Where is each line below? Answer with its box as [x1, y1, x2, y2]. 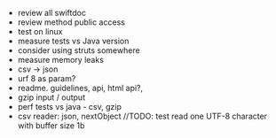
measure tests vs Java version [17, 35, 130, 46]
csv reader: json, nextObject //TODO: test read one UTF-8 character [17, 111, 268, 121]
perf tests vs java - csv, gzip [17, 102, 122, 111]
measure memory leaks [17, 55, 105, 65]
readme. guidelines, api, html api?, [17, 83, 144, 93]
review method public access [17, 17, 126, 27]
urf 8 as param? [17, 73, 76, 83]
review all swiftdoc [17, 8, 87, 18]
